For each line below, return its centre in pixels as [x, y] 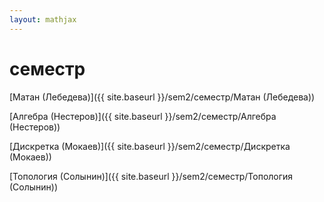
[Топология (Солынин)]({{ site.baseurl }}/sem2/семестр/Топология [151, 176]
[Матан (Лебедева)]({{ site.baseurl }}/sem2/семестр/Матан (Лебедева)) [162, 97]
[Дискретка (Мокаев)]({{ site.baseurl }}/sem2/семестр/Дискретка [150, 146]
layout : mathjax [43, 19]
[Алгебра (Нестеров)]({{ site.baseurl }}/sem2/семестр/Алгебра [143, 116]
